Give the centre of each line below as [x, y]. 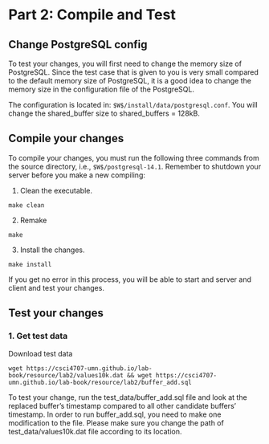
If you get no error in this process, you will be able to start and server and [130, 279]
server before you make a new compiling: [77, 175]
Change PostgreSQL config [78, 45]
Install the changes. [52, 250]
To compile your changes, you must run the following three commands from [134, 157]
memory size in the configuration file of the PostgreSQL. [102, 89]
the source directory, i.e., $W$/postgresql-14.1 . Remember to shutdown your [135, 166]
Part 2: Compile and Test [92, 15]
